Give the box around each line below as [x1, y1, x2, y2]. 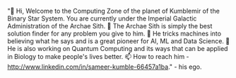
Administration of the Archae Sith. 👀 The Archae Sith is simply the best [7, 22, 213, 30]
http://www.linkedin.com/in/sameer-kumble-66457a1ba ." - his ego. [7, 62, 203, 71]
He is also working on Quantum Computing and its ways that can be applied [7, 45, 228, 52]
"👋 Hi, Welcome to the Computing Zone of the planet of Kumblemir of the [7, 7, 220, 15]
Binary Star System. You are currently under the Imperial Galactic [7, 14, 197, 23]
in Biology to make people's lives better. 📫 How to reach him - [7, 52, 189, 60]
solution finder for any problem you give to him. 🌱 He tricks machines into [7, 29, 221, 38]
